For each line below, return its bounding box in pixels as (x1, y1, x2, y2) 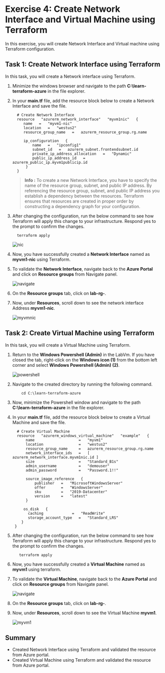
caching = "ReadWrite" (28, 511, 105, 516)
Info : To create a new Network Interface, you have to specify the (24, 177, 157, 183)
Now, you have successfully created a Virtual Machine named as (12, 561, 145, 567)
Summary (5, 634, 36, 642)
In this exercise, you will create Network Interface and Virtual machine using (5, 40, 160, 46)
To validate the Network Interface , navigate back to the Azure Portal (12, 266, 153, 272)
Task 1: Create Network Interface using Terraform (5, 60, 161, 69)
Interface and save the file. (12, 103, 67, 109)
